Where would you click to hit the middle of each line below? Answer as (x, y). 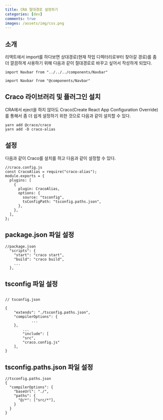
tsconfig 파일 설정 (31, 284)
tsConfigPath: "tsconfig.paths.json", (62, 201)
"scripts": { (23, 251)
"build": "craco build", (39, 259)
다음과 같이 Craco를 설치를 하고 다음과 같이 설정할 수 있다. (61, 158)
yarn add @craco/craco (28, 125)
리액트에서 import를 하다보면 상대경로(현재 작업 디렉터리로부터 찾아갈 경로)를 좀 (81, 57)
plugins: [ (20, 180)
